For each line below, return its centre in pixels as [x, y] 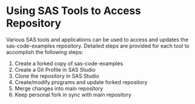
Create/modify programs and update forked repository [81, 82]
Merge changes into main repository [59, 88]
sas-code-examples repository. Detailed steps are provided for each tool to [98, 46]
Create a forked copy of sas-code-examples [69, 63]
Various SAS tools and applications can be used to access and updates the [97, 39]
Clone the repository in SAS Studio [57, 76]
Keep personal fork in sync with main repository [73, 95]
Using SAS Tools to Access [74, 11]
